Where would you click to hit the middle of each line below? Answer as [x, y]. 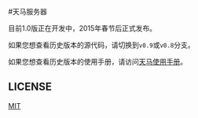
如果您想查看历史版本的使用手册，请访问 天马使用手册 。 [97, 62]
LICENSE [30, 87]
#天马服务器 [27, 11]
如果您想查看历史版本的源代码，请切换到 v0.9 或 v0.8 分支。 [101, 45]
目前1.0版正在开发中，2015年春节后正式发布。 [82, 28]
